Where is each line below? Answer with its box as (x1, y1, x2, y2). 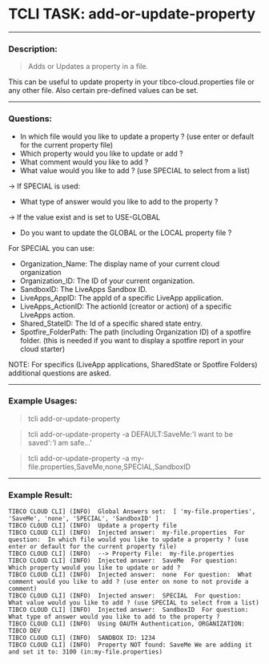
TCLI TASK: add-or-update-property (8, 5, 256, 23)
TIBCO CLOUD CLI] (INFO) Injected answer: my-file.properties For (8, 528, 246, 537)
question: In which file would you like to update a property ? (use (8, 536, 249, 544)
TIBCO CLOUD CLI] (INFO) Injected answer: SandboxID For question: (8, 606, 249, 614)
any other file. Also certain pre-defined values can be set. (8, 86, 199, 95)
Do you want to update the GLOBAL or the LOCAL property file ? (19, 228, 232, 237)
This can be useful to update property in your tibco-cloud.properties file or (8, 77, 255, 87)
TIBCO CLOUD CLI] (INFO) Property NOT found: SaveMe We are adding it (8, 641, 252, 650)
